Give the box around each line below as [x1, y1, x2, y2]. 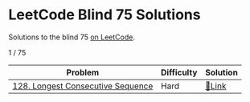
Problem [66, 67, 100, 78]
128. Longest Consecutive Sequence [12, 80, 154, 92]
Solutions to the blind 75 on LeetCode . [8, 32, 135, 42]
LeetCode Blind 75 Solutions [8, 6, 201, 24]
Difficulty [160, 67, 198, 78]
